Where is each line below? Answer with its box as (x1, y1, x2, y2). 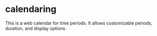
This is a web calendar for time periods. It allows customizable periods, (5, 20, 152, 26)
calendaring (5, 3, 57, 15)
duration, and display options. (5, 25, 67, 31)
